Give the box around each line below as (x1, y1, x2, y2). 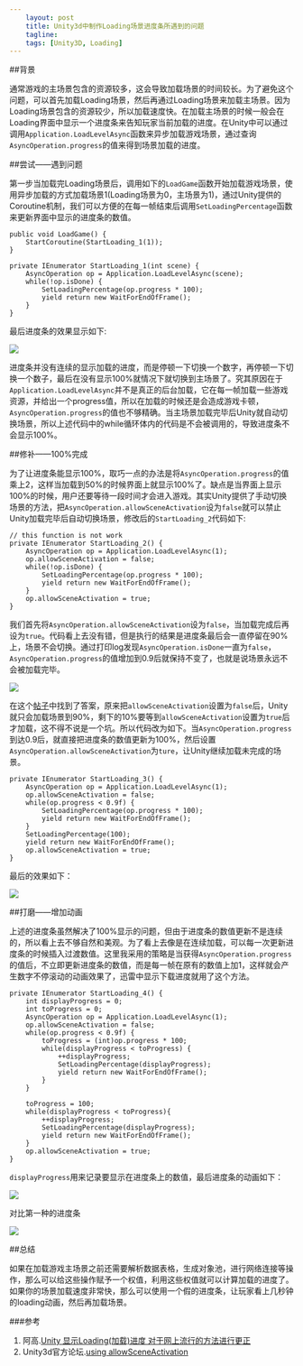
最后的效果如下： (9, 871, 73, 881)
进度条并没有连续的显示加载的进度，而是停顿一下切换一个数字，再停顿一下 (9, 362, 286, 373)
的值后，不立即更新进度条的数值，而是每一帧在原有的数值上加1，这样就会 (9, 960, 281, 971)
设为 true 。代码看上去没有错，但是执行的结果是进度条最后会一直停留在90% (9, 631, 289, 641)
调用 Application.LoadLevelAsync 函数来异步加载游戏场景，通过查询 (9, 128, 257, 140)
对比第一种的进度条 (9, 1208, 81, 1219)
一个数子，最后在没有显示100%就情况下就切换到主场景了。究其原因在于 (16, 374, 284, 384)
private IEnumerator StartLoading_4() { (9, 989, 164, 998)
